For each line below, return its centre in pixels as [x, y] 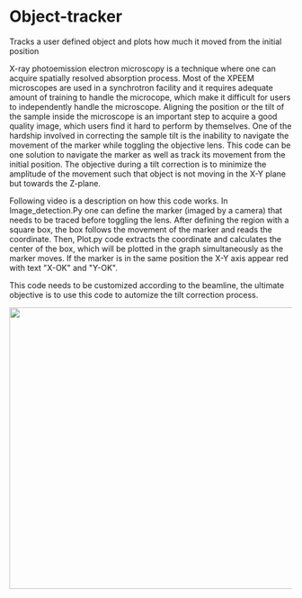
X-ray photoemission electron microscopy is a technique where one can [142, 68]
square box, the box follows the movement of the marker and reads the [141, 229]
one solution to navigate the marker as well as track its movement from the [147, 154]
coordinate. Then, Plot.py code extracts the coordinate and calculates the [145, 239]
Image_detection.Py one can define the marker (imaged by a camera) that [146, 210]
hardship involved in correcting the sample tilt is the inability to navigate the [149, 135]
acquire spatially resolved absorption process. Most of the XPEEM [132, 77]
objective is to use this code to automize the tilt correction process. [134, 294]
